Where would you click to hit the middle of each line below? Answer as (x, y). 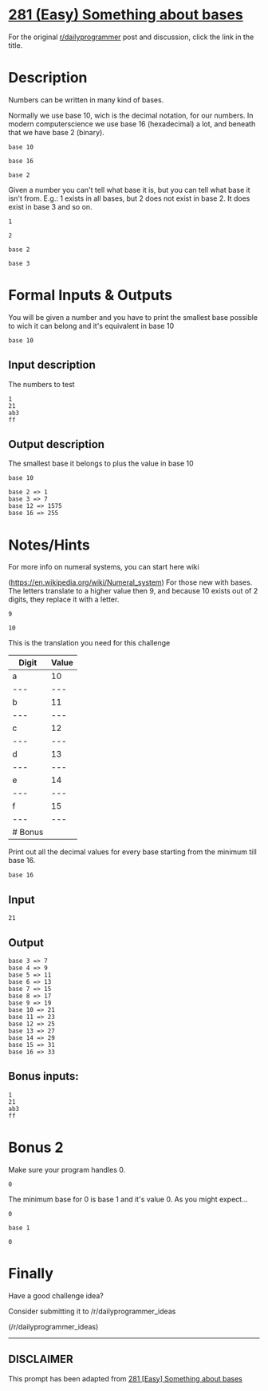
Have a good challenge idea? (56, 1295)
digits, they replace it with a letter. (64, 600)
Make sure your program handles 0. (67, 1169)
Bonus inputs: (44, 1076)
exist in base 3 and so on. (51, 206)
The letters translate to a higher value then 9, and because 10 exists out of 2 (133, 591)
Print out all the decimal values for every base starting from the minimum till (132, 852)
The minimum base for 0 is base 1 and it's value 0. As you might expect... (128, 1199)
